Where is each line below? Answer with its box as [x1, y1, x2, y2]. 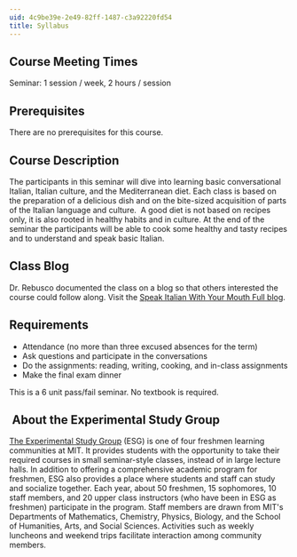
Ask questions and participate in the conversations [21, 350, 208, 361]
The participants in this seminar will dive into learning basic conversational [9, 176, 282, 187]
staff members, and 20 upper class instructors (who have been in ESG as [9, 492, 277, 503]
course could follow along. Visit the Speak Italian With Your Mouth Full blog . [9, 291, 286, 302]
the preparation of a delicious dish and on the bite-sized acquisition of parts [9, 195, 286, 205]
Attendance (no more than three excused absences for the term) [21, 341, 259, 352]
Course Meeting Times [9, 54, 138, 69]
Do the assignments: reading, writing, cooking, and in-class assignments [21, 360, 288, 370]
